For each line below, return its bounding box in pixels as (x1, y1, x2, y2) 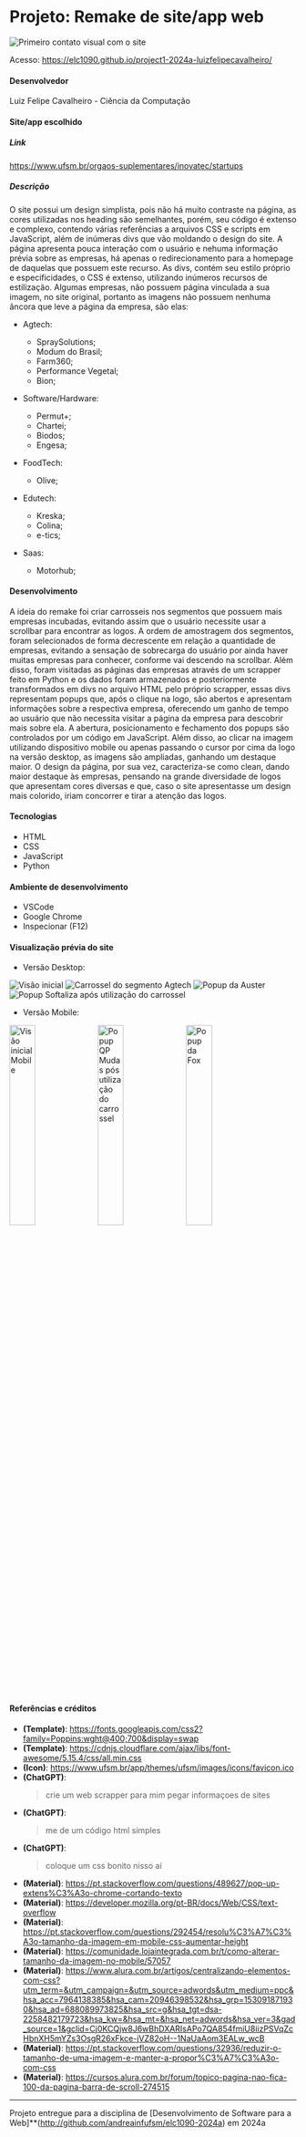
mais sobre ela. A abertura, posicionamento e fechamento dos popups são (9, 722, 290, 733)
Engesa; (36, 440, 67, 451)
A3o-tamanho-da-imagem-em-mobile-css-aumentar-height (22, 1935, 249, 1946)
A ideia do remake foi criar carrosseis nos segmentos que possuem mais (9, 606, 282, 617)
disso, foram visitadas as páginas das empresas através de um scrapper (9, 664, 281, 675)
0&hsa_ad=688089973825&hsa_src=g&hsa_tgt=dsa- (22, 2004, 222, 2015)
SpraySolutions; (36, 336, 97, 348)
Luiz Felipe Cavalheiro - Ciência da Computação (9, 96, 191, 107)
